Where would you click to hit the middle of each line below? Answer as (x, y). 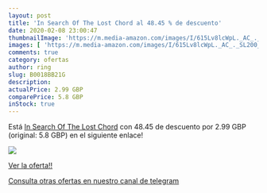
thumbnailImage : (35, 38)
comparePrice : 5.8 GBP (46, 97)
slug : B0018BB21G (37, 75)
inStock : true (32, 104)
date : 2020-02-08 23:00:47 (53, 30)
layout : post (30, 15)
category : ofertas (39, 60)
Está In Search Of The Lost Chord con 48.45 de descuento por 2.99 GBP (127, 127)
